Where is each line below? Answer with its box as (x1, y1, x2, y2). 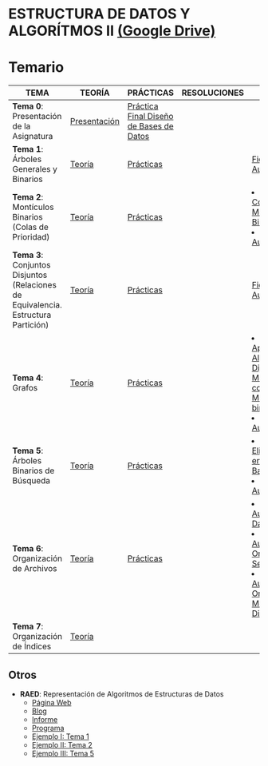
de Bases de (127, 121, 174, 132)
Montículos (12, 201, 54, 212)
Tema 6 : (12, 543, 44, 554)
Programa (31, 723, 65, 732)
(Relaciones (12, 280, 57, 291)
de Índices (12, 641, 52, 652)
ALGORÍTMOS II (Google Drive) (8, 22, 216, 40)
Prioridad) (12, 232, 50, 243)
